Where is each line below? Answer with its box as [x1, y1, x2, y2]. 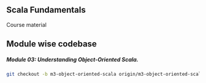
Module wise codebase [6, 39, 97, 49]
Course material [6, 21, 47, 28]
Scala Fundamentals [6, 5, 86, 15]
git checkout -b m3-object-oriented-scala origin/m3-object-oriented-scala [6, 71, 204, 78]
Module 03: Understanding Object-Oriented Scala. [6, 56, 139, 63]
